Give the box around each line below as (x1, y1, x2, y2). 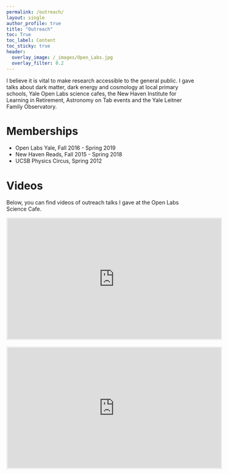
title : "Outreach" (6, 26, 53, 32)
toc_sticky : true (6, 43, 51, 49)
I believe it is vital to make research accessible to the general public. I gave (6, 77, 194, 84)
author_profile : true (6, 20, 62, 26)
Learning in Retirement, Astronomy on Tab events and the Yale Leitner (6, 96, 182, 104)
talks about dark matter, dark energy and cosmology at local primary (6, 83, 179, 90)
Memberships (6, 124, 79, 138)
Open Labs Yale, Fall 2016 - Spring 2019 (15, 144, 116, 151)
